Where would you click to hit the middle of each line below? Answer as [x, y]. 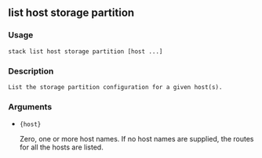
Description [31, 71]
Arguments [30, 106]
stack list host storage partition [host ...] [86, 51]
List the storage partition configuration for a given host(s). [115, 87]
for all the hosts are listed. [61, 147]
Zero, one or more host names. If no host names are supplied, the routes [136, 139]
